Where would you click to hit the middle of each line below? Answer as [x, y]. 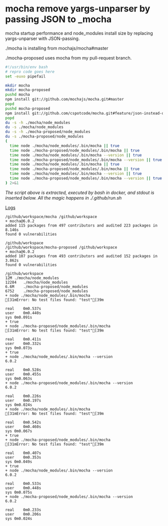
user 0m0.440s [23, 313]
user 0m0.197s [23, 400]
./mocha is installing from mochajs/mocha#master [57, 48]
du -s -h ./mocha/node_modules [38, 122]
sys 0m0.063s [19, 378]
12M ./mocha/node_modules [32, 278]
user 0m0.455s [23, 374]
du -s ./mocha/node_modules [34, 127]
